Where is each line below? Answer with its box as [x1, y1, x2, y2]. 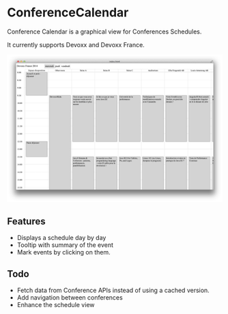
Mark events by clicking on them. [16, 248, 111, 257]
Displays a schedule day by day [16, 234, 106, 242]
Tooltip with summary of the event [16, 241, 114, 249]
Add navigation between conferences [16, 293, 123, 302]
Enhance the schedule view [16, 301, 95, 309]
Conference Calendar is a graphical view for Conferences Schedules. [7, 27, 202, 36]
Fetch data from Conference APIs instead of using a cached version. [16, 286, 210, 295]
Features [7, 215, 46, 227]
